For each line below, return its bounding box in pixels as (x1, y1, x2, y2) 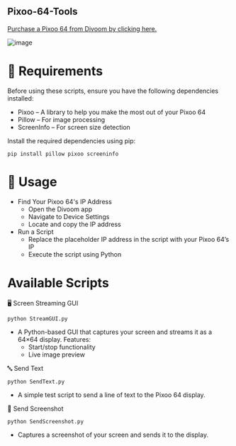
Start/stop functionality (28, 342, 96, 351)
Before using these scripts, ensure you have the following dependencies (7, 87, 218, 95)
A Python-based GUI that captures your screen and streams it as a (17, 328, 213, 336)
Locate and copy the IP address (28, 220, 122, 228)
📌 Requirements (7, 63, 103, 79)
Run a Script (17, 227, 55, 236)
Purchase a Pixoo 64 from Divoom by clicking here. (7, 24, 157, 33)
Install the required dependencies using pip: (7, 136, 136, 145)
